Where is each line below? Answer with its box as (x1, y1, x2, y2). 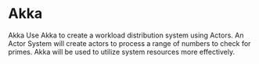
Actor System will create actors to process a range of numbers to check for (8, 38, 251, 48)
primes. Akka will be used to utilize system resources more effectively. (8, 47, 236, 56)
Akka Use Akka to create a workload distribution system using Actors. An (8, 30, 244, 40)
